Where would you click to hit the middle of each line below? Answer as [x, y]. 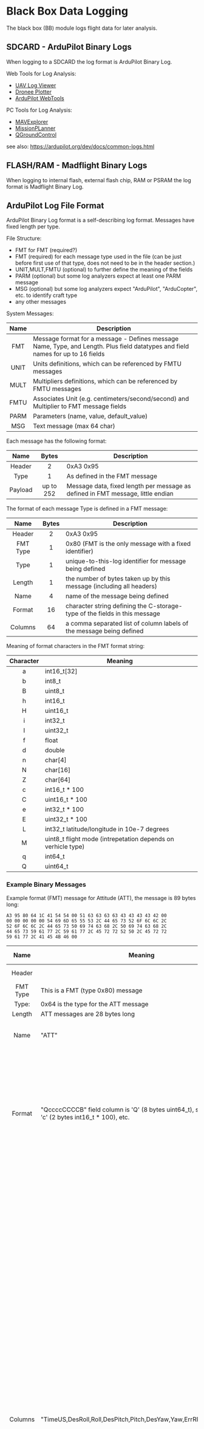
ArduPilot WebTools [40, 98]
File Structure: [24, 239]
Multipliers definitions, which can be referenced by [105, 381]
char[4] [56, 760]
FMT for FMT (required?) [46, 250]
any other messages [41, 302]
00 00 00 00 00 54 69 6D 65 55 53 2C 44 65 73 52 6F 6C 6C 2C [87, 921]
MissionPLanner [35, 128]
